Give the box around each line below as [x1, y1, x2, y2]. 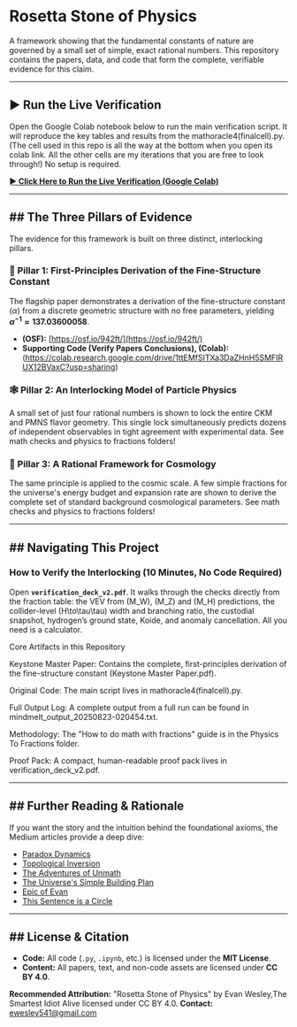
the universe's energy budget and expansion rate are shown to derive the [9, 487, 277, 498]
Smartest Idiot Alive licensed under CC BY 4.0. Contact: [9, 998, 214, 1009]
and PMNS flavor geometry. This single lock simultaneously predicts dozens [9, 417, 287, 427]
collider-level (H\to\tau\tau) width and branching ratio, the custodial [9, 605, 255, 616]
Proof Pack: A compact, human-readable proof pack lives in [9, 755, 228, 766]
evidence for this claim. [9, 64, 95, 74]
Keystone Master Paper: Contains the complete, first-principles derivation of [9, 658, 287, 669]
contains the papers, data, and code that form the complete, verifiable [9, 54, 265, 65]
